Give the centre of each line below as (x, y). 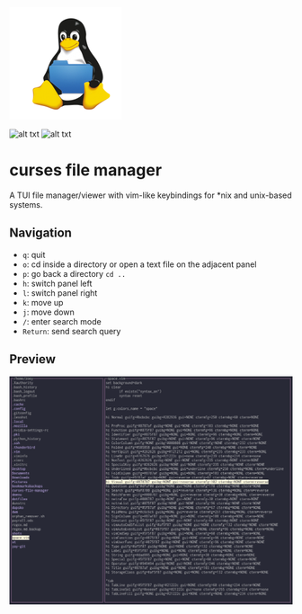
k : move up (43, 302)
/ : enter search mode (62, 321)
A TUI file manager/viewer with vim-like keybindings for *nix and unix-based (151, 195)
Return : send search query (71, 331)
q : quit (34, 254)
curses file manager (86, 170)
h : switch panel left (57, 283)
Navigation (40, 233)
